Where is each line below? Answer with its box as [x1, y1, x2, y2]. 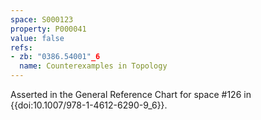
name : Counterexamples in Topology [19, 61, 168, 71]
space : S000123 [10, 14, 74, 25]
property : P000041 [10, 24, 87, 34]
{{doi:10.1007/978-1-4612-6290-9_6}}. [10, 99, 168, 111]
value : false [10, 33, 65, 43]
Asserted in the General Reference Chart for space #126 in [10, 89, 252, 100]
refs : [10, 42, 33, 53]
